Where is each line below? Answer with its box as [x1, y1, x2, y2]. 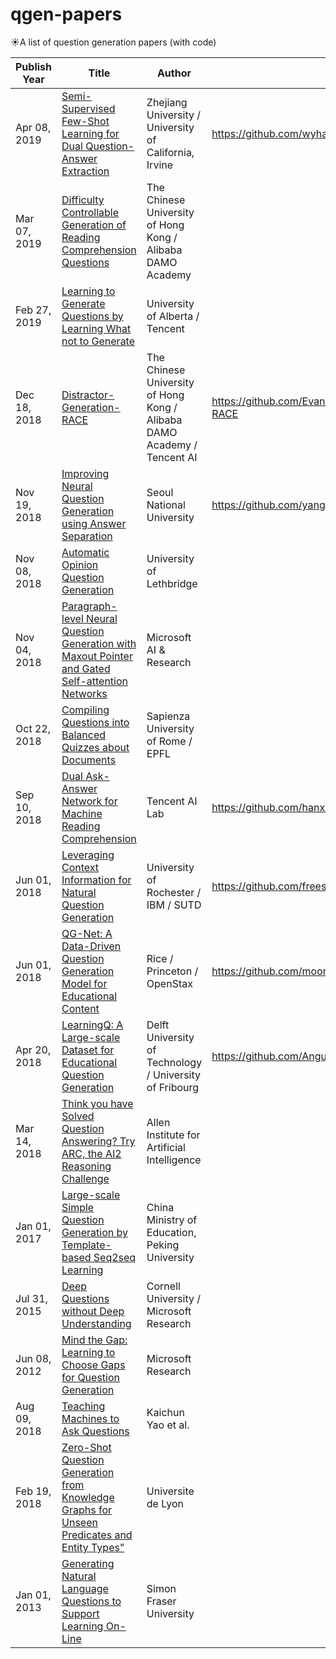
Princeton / [146, 964, 199, 978]
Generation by [61, 1225, 128, 1239]
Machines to [61, 1411, 120, 1425]
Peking [146, 1238, 180, 1252]
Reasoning [61, 1159, 112, 1173]
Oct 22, [15, 721, 51, 735]
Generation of [61, 218, 127, 232]
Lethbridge [146, 576, 198, 590]
